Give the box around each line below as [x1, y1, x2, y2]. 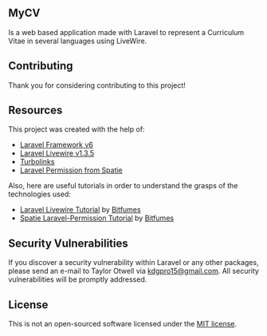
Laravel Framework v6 [19, 140, 94, 150]
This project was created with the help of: [8, 125, 145, 134]
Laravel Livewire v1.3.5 [19, 148, 95, 158]
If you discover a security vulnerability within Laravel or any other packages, [8, 258, 259, 267]
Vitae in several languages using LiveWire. [8, 36, 147, 45]
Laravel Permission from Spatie [19, 165, 124, 175]
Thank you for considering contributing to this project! [8, 80, 186, 90]
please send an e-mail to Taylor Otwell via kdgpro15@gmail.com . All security [8, 267, 259, 276]
